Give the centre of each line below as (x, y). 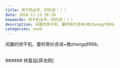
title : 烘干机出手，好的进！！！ (36, 10)
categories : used (24, 29)
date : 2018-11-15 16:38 (31, 15)
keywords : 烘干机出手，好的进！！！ (40, 19)
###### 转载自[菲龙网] (30, 61)
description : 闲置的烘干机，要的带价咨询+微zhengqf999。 (61, 24)
